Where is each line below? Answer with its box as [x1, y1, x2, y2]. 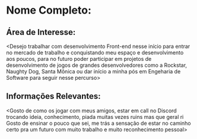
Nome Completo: [6, 4, 92, 17]
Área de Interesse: [6, 27, 76, 37]
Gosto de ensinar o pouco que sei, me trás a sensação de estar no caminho [6, 119, 191, 127]
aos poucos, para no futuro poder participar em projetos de [6, 56, 152, 62]
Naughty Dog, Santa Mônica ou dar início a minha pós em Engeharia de [6, 68, 181, 75]
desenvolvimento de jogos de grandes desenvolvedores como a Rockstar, [6, 62, 188, 69]
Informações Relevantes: [6, 91, 101, 101]
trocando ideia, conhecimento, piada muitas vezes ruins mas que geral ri [6, 113, 184, 120]
